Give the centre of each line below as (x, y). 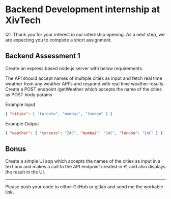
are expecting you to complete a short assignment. (59, 40)
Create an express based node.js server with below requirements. (74, 68)
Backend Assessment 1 (43, 56)
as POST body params (29, 94)
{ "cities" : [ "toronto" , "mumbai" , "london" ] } (59, 114)
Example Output (22, 123)
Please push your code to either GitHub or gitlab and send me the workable (84, 187)
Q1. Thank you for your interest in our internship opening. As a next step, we (85, 34)
